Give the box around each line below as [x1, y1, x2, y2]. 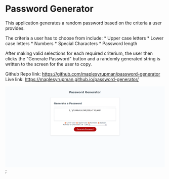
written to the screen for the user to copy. [5, 61, 92, 67]
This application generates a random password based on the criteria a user [5, 20, 162, 26]
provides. [5, 25, 25, 31]
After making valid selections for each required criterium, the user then [5, 50, 153, 56]
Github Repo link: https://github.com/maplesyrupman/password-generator [5, 70, 160, 77]
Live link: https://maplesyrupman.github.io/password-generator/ [5, 76, 139, 82]
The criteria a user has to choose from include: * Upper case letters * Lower [5, 35, 164, 41]
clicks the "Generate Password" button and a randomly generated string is [5, 55, 160, 61]
